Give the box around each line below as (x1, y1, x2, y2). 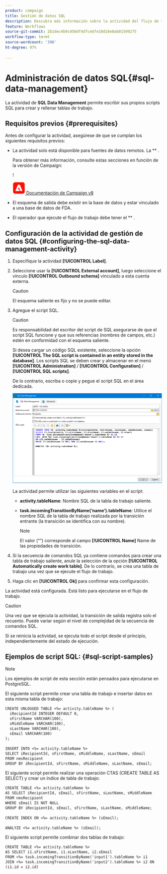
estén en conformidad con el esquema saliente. (12, 337, 110, 343)
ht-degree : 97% (5, 45, 37, 50)
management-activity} (5, 245, 78, 253)
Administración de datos (5, 72, 109, 83)
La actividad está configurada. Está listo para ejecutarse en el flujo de (5, 588, 148, 594)
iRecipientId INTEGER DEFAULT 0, (9, 711, 79, 716)
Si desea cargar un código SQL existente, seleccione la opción (12, 347, 141, 353)
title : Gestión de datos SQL (5, 13, 66, 18)
